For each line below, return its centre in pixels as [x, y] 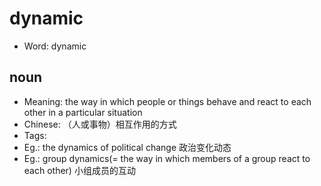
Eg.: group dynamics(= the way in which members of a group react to [167, 158]
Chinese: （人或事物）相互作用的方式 [100, 124]
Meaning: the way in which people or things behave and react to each [167, 101]
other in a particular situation [83, 112]
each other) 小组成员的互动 [79, 170]
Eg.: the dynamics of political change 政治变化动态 [127, 147]
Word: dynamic [55, 46]
